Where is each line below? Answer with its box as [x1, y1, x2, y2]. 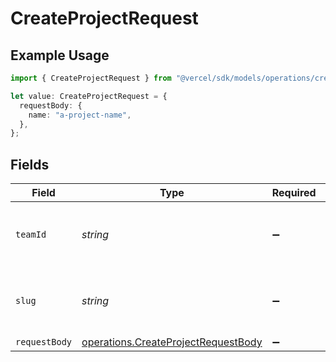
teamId [15, 229, 47, 241]
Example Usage [10, 47, 110, 64]
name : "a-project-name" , [28, 110, 132, 120]
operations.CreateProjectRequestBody [81, 335, 263, 349]
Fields [10, 156, 50, 173]
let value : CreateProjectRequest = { [10, 91, 168, 101]
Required [271, 186, 317, 200]
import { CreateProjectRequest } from [10, 73, 172, 83]
